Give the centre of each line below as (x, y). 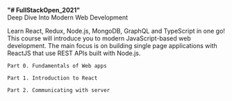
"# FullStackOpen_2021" (44, 10)
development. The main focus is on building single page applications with (112, 46)
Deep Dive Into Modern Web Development (68, 17)
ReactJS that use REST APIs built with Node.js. (74, 53)
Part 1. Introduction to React (52, 78)
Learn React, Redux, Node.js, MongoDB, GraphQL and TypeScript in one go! (116, 31)
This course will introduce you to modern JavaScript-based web (99, 38)
